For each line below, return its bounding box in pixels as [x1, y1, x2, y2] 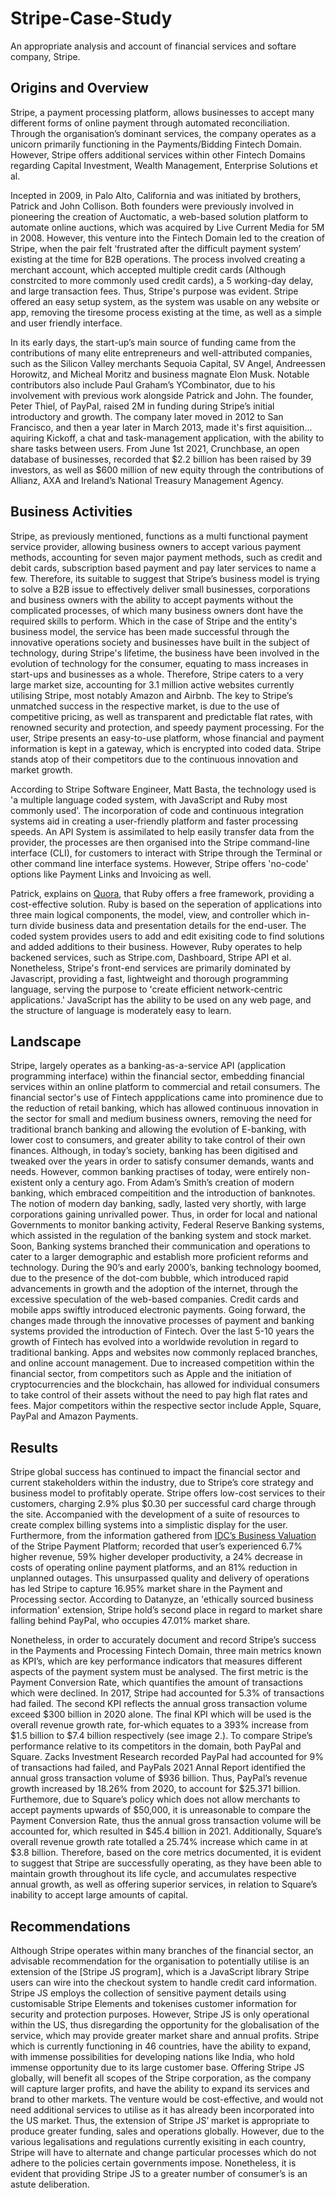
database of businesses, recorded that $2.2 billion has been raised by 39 [10, 453, 312, 465]
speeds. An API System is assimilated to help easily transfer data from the [10, 825, 315, 837]
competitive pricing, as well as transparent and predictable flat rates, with [10, 710, 313, 722]
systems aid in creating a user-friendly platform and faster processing [10, 815, 298, 827]
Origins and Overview [10, 80, 149, 97]
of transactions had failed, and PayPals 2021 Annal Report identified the [10, 1762, 306, 1774]
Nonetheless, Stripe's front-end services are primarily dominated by [10, 962, 292, 974]
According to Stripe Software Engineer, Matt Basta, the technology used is [10, 783, 317, 795]
